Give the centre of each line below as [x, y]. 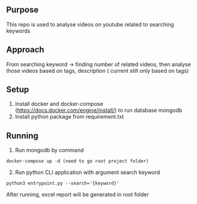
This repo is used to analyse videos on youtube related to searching [90, 24]
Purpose [23, 10]
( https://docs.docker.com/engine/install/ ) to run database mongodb [98, 110]
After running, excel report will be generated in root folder [77, 194]
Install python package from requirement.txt [69, 117]
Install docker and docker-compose [59, 104]
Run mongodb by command [49, 150]
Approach [25, 50]
